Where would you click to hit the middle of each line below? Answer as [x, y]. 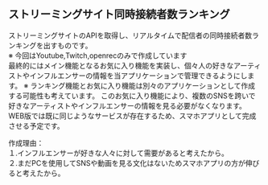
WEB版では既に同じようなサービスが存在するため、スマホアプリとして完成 [132, 116]
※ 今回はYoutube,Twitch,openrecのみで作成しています [98, 55]
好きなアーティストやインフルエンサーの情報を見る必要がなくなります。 [128, 105]
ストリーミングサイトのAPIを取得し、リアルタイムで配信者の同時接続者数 [130, 35]
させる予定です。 [36, 125]
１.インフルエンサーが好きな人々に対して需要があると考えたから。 [119, 153]
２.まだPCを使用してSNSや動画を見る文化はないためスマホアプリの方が [127, 162]
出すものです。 [68, 45]
